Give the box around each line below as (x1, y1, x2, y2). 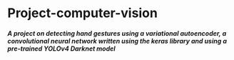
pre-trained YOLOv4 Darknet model (7, 44, 116, 53)
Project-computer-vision (7, 5, 158, 21)
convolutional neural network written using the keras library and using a (7, 36, 227, 45)
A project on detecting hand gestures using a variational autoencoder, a (7, 29, 227, 37)
